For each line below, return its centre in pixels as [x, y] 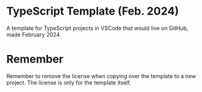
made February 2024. [34, 34]
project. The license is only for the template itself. [69, 82]
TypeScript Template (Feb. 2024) [93, 11]
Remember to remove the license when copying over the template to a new [101, 76]
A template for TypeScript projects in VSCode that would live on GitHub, [97, 28]
